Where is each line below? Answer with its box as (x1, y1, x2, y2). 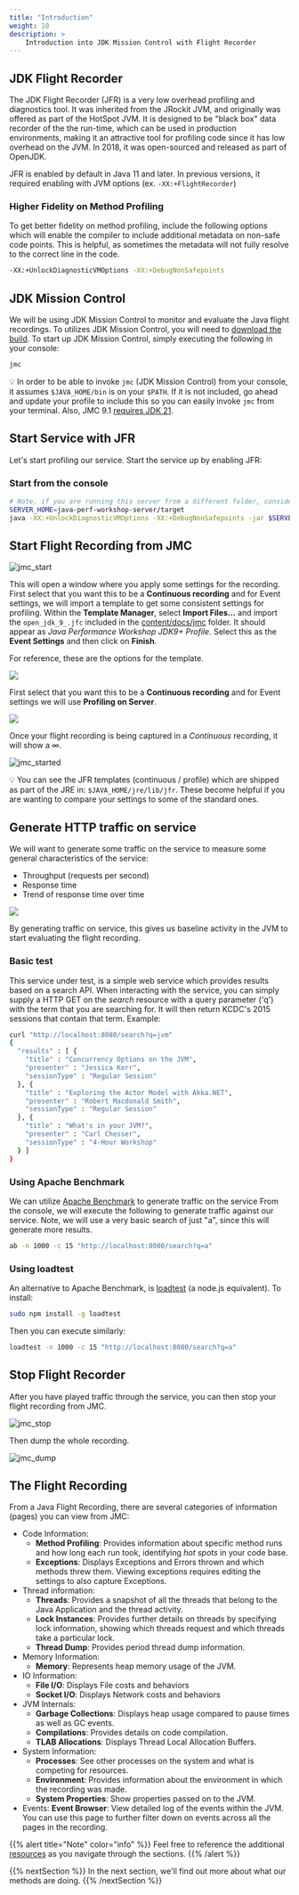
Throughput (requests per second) (21, 870, 149, 881)
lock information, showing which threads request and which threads (35, 1623, 285, 1634)
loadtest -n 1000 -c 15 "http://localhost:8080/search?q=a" (9, 1343, 238, 1352)
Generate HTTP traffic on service (9, 820, 197, 835)
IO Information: (21, 1670, 77, 1681)
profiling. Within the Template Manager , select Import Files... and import (9, 608, 278, 618)
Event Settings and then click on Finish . (9, 636, 158, 647)
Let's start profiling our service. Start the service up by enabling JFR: (9, 454, 263, 465)
